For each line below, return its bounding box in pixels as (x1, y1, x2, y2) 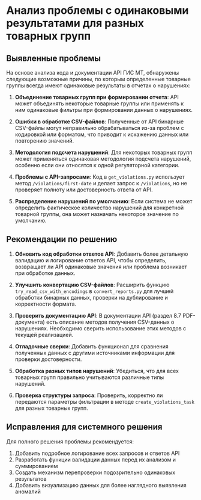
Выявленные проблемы (6, 53, 101, 63)
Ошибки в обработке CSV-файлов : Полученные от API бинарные (14, 118, 184, 125)
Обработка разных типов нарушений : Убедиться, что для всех (14, 367, 179, 374)
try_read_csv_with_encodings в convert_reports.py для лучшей (14, 287, 174, 295)
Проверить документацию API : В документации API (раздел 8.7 (14, 312, 182, 319)
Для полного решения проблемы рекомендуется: (6, 437, 134, 445)
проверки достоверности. (14, 356, 82, 363)
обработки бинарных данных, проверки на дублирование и (14, 294, 168, 301)
